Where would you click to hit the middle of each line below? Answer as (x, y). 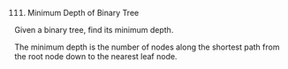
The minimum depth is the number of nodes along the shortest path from (147, 47)
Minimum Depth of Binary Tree (83, 13)
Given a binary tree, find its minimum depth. (94, 30)
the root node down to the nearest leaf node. (96, 56)
